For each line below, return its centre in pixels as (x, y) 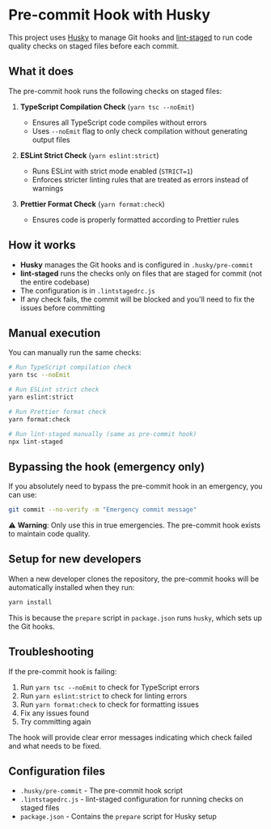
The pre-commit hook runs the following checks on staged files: (115, 91)
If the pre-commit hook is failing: (63, 671)
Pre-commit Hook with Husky (110, 15)
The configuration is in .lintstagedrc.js (87, 290)
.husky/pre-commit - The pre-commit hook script (102, 791)
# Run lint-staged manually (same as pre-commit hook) (103, 434)
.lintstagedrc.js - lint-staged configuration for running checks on (132, 799)
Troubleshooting (51, 652)
